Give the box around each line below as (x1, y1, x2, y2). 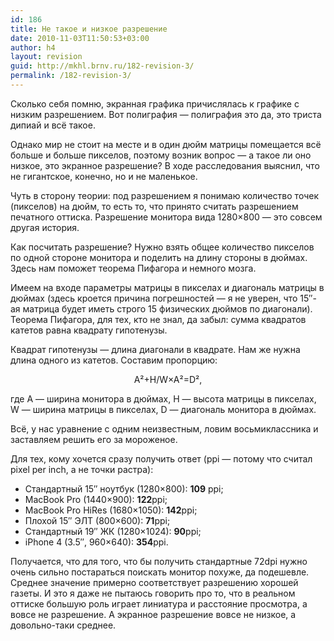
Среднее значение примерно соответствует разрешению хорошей (10, 576, 299, 588)
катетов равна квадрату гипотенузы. (10, 324, 168, 336)
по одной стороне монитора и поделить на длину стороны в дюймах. (10, 251, 308, 263)
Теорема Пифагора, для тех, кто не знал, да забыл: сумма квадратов (10, 313, 307, 325)
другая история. (10, 221, 80, 233)
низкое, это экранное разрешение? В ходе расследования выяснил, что (10, 159, 320, 171)
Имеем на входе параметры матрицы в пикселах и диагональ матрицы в (10, 281, 325, 293)
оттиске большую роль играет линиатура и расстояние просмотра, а (10, 597, 308, 610)
